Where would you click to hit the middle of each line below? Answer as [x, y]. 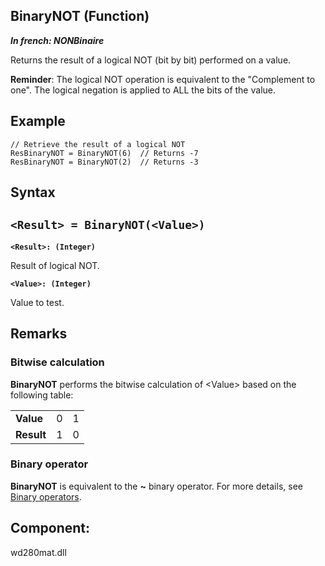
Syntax [33, 192]
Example [38, 121]
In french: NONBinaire [57, 40]
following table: [42, 395]
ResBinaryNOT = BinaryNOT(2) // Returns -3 [104, 162]
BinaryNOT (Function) [80, 16]
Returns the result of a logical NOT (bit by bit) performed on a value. [151, 60]
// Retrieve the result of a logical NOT [98, 144]
